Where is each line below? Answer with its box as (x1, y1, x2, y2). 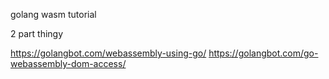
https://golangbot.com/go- (208, 47, 319, 59)
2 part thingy (10, 28, 64, 39)
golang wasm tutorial (10, 9, 97, 20)
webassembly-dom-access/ (10, 58, 127, 69)
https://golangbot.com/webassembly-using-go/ (10, 47, 207, 59)
